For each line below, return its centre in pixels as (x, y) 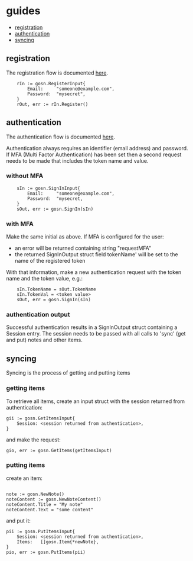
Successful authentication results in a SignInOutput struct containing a (92, 327)
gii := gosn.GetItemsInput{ (41, 418)
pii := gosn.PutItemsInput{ (41, 531)
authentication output (38, 315)
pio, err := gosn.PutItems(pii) (46, 552)
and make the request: (33, 440)
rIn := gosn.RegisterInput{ (51, 83)
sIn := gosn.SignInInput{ (49, 188)
